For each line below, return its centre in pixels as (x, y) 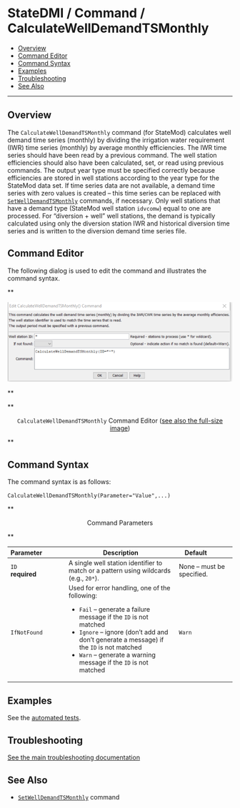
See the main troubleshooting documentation (74, 757)
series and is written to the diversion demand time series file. (97, 231)
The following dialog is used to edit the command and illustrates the (107, 271)
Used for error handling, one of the (119, 588)
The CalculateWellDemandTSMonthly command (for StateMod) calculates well (119, 132)
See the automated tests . (44, 718)
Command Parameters (120, 523)
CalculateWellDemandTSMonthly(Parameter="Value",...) (89, 496)
